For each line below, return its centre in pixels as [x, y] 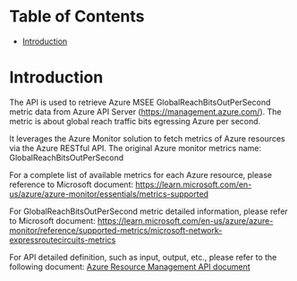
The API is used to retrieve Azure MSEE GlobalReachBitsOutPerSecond [140, 102]
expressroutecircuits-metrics [63, 240]
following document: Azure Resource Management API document [130, 267]
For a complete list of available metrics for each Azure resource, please [141, 175]
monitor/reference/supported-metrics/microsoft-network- [116, 230]
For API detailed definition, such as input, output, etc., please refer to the [143, 257]
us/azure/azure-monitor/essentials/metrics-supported [109, 193]
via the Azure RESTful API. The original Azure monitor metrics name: [136, 148]
